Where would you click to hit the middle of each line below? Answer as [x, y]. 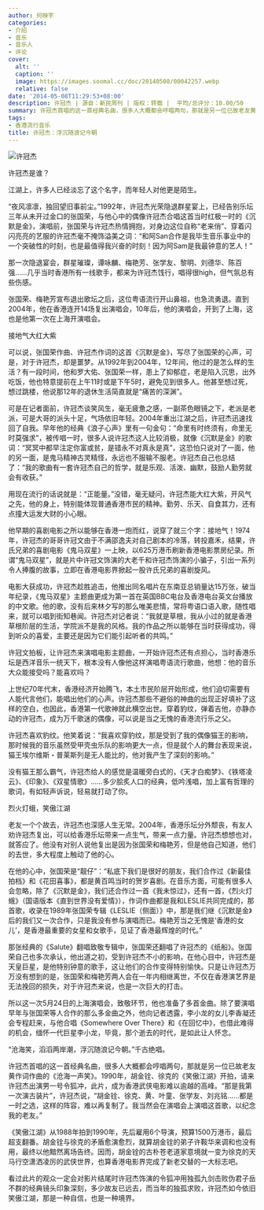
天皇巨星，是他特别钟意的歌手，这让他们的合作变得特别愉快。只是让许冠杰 [128, 967]
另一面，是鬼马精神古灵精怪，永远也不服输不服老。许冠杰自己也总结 [125, 457]
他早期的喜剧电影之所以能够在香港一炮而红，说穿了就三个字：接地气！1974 [129, 530]
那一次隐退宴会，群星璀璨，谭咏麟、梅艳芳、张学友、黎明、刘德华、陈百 [125, 262]
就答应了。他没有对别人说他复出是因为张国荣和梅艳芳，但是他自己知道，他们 [132, 844]
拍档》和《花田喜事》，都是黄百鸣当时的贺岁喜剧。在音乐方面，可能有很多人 [130, 881]
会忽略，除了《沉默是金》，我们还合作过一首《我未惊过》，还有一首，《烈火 [127, 890]
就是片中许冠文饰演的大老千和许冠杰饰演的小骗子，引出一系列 [155, 559]
